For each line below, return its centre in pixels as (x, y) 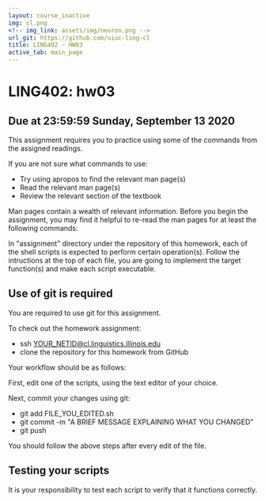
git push (33, 430)
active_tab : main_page (45, 52)
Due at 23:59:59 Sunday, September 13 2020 (122, 121)
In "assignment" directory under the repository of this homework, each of (128, 243)
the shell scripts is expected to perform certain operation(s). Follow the (124, 252)
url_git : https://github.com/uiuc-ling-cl (79, 38)
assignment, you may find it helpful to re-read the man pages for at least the (132, 220)
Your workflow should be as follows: (67, 367)
